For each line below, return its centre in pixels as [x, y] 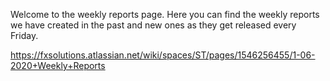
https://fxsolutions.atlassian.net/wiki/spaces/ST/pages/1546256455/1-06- [163, 55]
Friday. [24, 35]
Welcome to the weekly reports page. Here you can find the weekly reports [165, 14]
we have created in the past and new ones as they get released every [153, 25]
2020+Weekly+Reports [58, 65]
